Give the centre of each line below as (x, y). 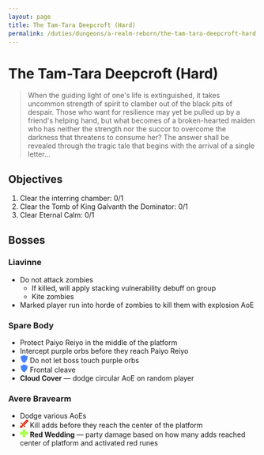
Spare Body (31, 325)
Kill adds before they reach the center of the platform (116, 425)
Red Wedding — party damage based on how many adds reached (138, 434)
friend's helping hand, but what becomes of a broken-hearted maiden (141, 121)
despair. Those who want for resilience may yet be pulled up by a (134, 112)
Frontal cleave (53, 370)
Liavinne (25, 263)
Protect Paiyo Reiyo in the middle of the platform (98, 343)
